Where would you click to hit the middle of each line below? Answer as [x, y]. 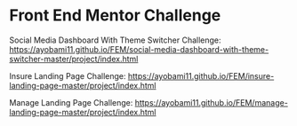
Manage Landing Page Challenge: [71, 102]
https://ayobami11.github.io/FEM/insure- [201, 75]
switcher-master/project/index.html [74, 59]
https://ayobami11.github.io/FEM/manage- [212, 102]
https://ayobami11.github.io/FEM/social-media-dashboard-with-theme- [139, 49]
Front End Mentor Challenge [115, 16]
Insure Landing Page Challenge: [68, 75]
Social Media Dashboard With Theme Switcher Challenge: [115, 40]
